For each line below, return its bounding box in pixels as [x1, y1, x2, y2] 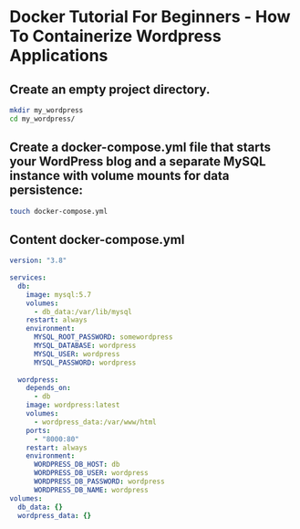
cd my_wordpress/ [9, 114, 76, 123]
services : [9, 273, 47, 282]
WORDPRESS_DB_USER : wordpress [33, 469, 149, 478]
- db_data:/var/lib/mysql [33, 307, 132, 316]
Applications [9, 46, 109, 66]
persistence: [9, 183, 84, 198]
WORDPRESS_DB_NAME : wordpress [33, 485, 149, 494]
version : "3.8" [9, 256, 67, 266]
